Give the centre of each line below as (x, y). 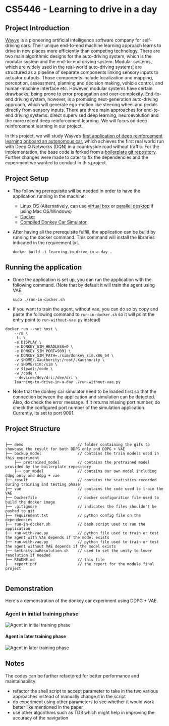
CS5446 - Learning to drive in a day (81, 9)
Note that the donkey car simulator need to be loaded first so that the (84, 391)
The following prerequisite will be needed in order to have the (76, 191)
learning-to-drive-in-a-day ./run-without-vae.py (68, 382)
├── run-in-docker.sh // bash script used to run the (75, 524)
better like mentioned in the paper (48, 707)
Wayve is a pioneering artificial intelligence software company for (73, 40)
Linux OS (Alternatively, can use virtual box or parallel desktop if (87, 206)
